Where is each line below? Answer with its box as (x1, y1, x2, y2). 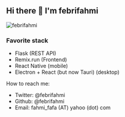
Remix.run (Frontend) (14, 56, 67, 63)
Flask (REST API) (14, 50, 57, 57)
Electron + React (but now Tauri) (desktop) (14, 69, 120, 76)
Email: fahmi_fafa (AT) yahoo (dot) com (14, 104, 111, 111)
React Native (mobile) (14, 63, 68, 70)
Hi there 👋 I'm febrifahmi (6, 6, 99, 16)
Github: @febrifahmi (14, 98, 64, 105)
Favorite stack (6, 36, 49, 44)
